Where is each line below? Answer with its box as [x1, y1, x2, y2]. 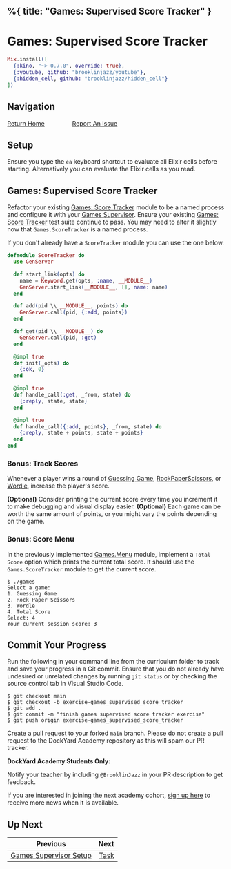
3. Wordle [7, 602, 36, 609]
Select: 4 [7, 614, 36, 621]
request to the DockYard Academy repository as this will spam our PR [7, 736, 205, 745]
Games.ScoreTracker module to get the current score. [7, 564, 157, 573]
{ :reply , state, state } [19, 397, 88, 405]
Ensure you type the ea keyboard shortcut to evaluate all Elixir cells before [7, 157, 217, 166]
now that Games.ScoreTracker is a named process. [7, 225, 148, 233]
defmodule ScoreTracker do [7, 252, 85, 259]
